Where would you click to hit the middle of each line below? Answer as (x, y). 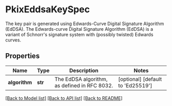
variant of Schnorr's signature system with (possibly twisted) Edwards (79, 34)
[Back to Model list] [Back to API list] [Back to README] (64, 98)
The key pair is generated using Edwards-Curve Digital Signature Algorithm (85, 24)
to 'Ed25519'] (135, 86)
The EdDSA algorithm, (81, 79)
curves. (13, 40)
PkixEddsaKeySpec (48, 9)
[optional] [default (140, 79)
